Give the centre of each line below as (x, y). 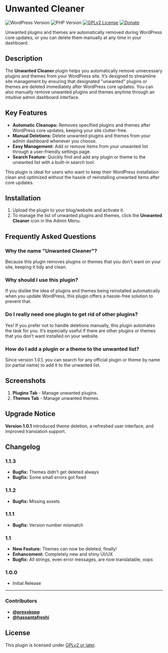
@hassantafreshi (31, 617)
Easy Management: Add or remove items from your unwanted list (80, 146)
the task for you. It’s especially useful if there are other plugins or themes (80, 330)
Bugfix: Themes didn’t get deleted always (55, 472)
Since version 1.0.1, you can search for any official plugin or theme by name (83, 359)
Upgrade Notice (30, 414)
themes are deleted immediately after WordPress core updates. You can (79, 86)
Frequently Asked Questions (51, 236)
